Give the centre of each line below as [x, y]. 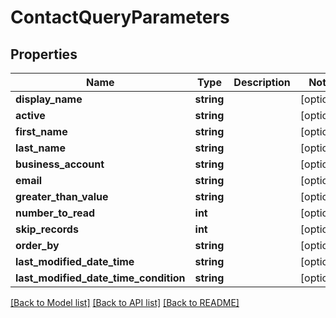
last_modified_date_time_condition [100, 278]
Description [262, 82]
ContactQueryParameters [120, 17]
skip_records [47, 229]
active [30, 115]
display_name [49, 99]
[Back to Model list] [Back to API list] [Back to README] [125, 302]
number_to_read [55, 213]
